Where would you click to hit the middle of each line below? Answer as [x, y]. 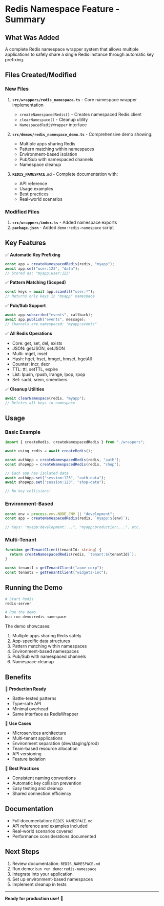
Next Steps [22, 852]
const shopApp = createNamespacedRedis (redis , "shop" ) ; [63, 464]
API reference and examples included [50, 826]
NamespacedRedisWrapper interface [53, 125]
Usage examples [36, 188]
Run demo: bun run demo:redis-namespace [54, 869]
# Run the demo [20, 612]
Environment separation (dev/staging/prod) [55, 743]
